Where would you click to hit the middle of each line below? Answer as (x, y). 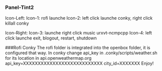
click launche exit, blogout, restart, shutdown (51, 38)
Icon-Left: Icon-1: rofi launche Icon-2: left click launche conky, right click (79, 18)
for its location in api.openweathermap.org (48, 58)
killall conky (17, 23)
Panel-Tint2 (20, 7)
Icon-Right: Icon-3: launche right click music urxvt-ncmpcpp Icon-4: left (79, 33)
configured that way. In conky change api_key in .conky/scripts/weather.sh (81, 53)
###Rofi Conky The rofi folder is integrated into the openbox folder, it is (78, 48)
